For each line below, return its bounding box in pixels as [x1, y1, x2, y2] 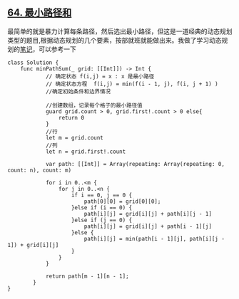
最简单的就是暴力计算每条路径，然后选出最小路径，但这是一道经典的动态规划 [7, 27, 233, 36]
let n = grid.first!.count [45, 148, 126, 155]
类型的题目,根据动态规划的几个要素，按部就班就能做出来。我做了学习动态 [7, 36, 223, 44]
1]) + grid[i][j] [7, 241, 59, 248]
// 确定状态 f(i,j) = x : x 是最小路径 [45, 73, 155, 80]
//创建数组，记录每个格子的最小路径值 [45, 102, 143, 109]
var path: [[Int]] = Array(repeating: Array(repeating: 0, [45, 160, 225, 167]
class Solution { [7, 59, 59, 66]
